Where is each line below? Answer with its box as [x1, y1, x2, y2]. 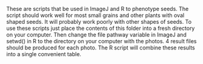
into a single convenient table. [6, 51, 81, 57]
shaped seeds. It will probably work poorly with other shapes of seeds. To [6, 18, 192, 25]
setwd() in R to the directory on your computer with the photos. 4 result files [6, 38, 197, 44]
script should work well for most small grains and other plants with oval [6, 12, 185, 19]
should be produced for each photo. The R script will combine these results [6, 44, 196, 51]
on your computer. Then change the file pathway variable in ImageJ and [6, 31, 187, 38]
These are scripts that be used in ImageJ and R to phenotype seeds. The [6, 5, 189, 12]
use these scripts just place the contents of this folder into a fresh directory [6, 24, 195, 32]
